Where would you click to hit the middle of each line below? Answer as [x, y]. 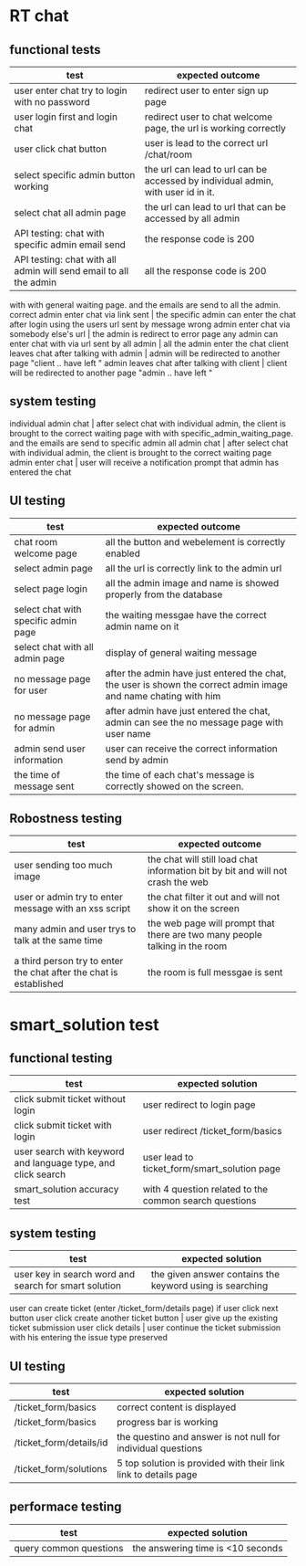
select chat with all [54, 646]
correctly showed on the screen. [174, 786]
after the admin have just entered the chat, [196, 673]
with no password [52, 102]
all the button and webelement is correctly [195, 541]
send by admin [137, 760]
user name [128, 733]
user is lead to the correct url [206, 143]
